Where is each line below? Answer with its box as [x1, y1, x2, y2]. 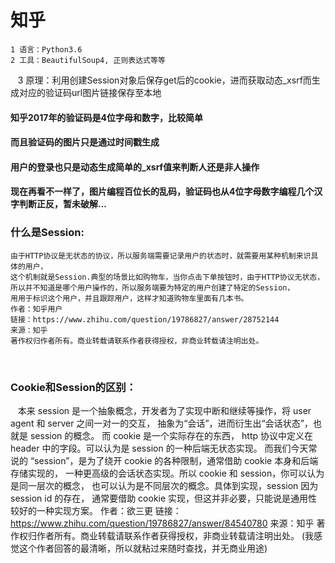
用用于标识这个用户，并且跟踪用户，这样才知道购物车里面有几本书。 [10, 293, 249, 303]
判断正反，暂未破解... [18, 198, 108, 210]
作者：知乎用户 [10, 304, 63, 314]
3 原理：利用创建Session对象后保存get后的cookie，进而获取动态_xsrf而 [17, 74, 312, 86]
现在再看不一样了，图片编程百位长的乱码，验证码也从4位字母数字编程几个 [10, 186, 315, 198]
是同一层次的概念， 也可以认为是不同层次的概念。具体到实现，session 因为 [10, 479, 319, 491]
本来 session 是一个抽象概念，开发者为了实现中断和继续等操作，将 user [17, 404, 312, 416]
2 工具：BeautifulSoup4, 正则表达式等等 [10, 55, 166, 65]
